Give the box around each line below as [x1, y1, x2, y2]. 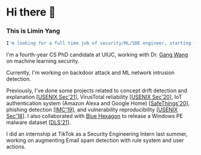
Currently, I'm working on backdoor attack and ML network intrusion [6, 69, 175, 77]
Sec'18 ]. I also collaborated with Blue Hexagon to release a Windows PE [6, 113, 184, 120]
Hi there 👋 [6, 5, 56, 19]
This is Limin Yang [6, 27, 60, 35]
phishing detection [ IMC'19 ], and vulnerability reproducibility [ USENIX [6, 106, 178, 113]
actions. [6, 143, 26, 150]
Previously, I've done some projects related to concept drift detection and [6, 87, 187, 95]
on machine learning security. [6, 57, 80, 65]
